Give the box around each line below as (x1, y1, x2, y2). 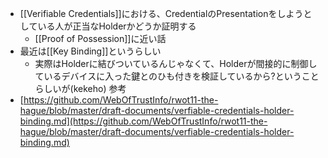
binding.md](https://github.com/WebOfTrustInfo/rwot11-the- (19, 115, 268, 127)
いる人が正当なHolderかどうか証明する (37, 20, 197, 32)
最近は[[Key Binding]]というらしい (19, 45, 162, 57)
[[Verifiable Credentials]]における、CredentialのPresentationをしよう (19, 8, 304, 19)
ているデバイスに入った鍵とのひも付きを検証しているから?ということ (34, 70, 320, 82)
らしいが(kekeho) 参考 (34, 83, 127, 94)
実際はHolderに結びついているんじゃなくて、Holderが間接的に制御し (34, 58, 318, 69)
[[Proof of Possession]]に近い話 (34, 33, 167, 44)
